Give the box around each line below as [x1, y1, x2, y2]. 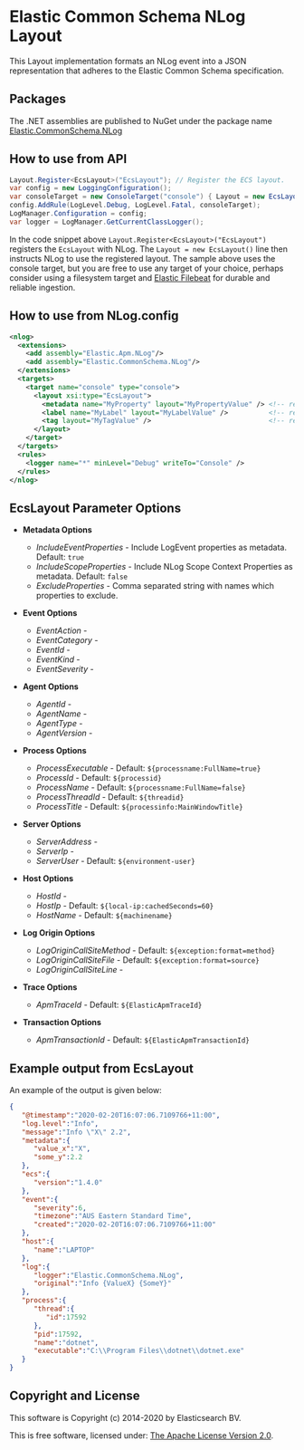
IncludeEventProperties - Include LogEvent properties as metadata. [35, 542, 288, 553]
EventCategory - [35, 635, 99, 646]
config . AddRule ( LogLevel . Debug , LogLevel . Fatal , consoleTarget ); [9, 201, 261, 210]
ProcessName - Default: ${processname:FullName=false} [35, 782, 246, 793]
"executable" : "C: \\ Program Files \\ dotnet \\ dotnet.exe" [33, 1347, 245, 1356]
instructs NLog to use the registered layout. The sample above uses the [9, 253, 276, 264]
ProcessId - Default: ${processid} [35, 773, 162, 783]
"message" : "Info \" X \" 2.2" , [21, 1128, 131, 1137]
